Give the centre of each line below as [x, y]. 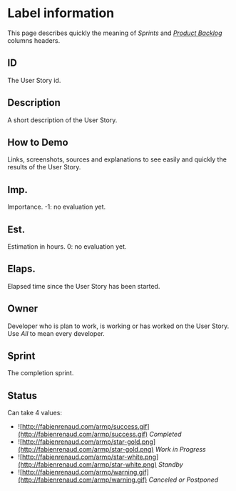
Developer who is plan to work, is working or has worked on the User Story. [118, 326]
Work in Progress [180, 450]
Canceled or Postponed [184, 480]
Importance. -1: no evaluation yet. [57, 207]
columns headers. [34, 40]
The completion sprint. [41, 373]
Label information [61, 13]
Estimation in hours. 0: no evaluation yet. [67, 247]
